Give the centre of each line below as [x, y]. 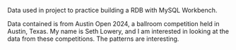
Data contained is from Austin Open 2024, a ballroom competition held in [113, 24]
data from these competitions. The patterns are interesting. [93, 39]
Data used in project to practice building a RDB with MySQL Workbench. [112, 10]
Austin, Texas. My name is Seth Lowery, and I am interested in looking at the [118, 31]
